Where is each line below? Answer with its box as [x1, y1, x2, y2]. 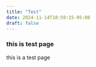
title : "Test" [6, 8, 42, 15]
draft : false [6, 20, 39, 26]
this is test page [6, 40, 54, 48]
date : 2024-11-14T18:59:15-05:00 [6, 14, 91, 21]
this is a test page [6, 54, 50, 61]
